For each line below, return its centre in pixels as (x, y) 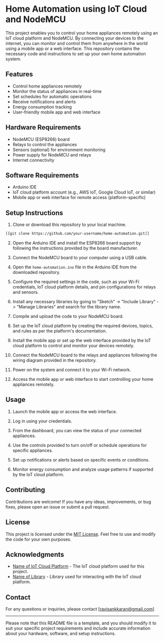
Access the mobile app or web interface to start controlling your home (83, 379)
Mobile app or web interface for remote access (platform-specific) (79, 198)
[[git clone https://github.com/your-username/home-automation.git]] (78, 234)
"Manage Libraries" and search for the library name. (69, 307)
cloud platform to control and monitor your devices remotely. (73, 346)
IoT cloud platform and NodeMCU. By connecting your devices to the (75, 38)
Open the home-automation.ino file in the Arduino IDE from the (74, 267)
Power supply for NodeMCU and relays (52, 155)
